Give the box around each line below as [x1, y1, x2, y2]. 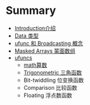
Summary [5, 4, 56, 18]
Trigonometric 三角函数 [23, 69, 83, 76]
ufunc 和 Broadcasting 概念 [14, 39, 83, 47]
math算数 [23, 61, 47, 69]
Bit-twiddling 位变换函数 [23, 76, 85, 84]
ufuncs [14, 54, 33, 61]
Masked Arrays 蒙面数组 [14, 47, 76, 55]
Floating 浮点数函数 [23, 92, 72, 99]
